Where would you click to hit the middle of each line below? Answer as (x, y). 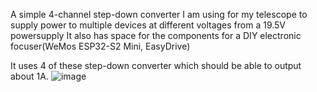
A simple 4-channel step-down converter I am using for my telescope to (159, 14)
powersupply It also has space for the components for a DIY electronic (156, 35)
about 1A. (30, 76)
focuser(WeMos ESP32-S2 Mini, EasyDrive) (100, 46)
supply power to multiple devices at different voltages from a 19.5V (148, 25)
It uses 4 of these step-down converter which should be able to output (156, 65)
